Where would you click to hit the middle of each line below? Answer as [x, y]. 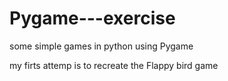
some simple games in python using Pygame [101, 46]
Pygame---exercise [92, 18]
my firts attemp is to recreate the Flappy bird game [114, 65]
